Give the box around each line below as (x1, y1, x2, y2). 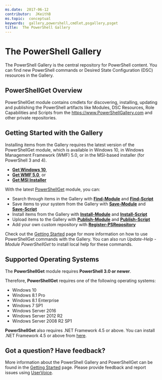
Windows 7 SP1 (12, 302, 43, 308)
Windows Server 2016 (12, 308, 57, 314)
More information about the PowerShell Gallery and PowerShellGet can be (5, 360, 153, 365)
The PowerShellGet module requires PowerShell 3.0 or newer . (5, 268, 131, 274)
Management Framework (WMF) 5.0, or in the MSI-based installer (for (5, 152, 145, 158)
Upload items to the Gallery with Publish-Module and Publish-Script (12, 216, 150, 222)
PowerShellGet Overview (5, 86, 82, 95)
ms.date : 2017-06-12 (5, 7, 49, 12)
